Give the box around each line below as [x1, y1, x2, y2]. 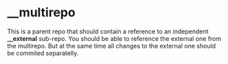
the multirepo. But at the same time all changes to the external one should [7, 42, 216, 50]
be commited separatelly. [7, 49, 79, 57]
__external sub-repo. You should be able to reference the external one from [7, 34, 222, 42]
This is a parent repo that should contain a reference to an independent [7, 27, 209, 35]
